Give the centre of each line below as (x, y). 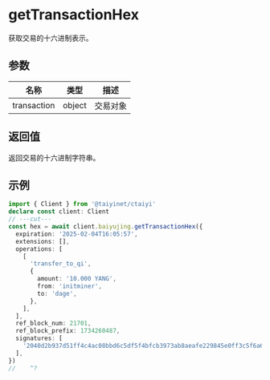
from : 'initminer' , (70, 286)
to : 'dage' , (57, 293)
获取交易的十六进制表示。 (51, 38)
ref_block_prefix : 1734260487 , (68, 331)
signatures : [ (39, 338)
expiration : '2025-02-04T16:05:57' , (77, 234)
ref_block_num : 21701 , (53, 323)
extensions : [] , (43, 241)
